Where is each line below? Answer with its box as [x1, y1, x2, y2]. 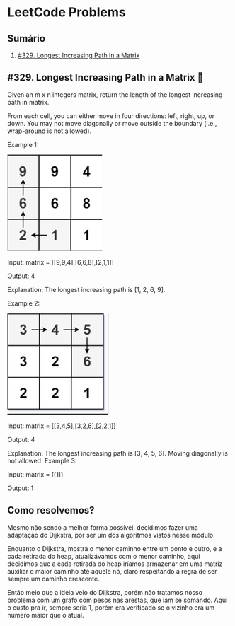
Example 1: [7, 140, 39, 149]
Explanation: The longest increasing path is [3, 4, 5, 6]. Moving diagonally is [7, 448, 229, 457]
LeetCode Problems [7, 4, 126, 21]
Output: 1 [7, 484, 34, 492]
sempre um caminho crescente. [7, 574, 101, 583]
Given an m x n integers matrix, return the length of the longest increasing [7, 90, 223, 99]
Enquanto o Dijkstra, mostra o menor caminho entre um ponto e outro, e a [7, 544, 222, 552]
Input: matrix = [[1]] [7, 470, 64, 478]
